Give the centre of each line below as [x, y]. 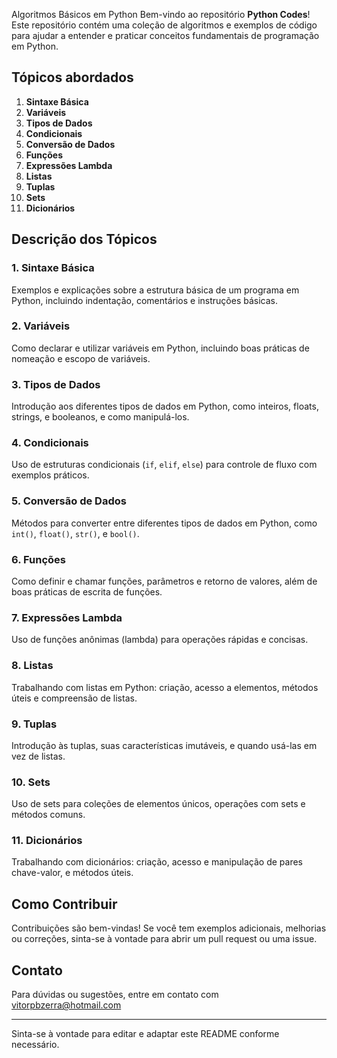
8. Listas [32, 666]
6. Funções [38, 559]
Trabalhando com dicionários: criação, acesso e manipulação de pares [157, 862]
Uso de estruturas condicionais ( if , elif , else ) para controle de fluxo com [164, 465]
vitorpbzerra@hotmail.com [66, 1005]
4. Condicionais [50, 443]
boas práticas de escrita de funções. [87, 591]
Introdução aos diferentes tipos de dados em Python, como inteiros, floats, [165, 406]
